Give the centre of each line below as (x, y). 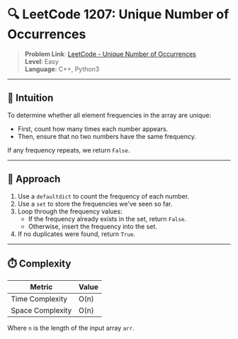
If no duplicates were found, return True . (76, 234)
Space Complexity (41, 311)
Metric (41, 287)
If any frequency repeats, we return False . (69, 150)
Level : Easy (41, 61)
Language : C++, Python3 (62, 69)
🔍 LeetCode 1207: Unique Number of (118, 15)
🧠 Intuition (30, 98)
